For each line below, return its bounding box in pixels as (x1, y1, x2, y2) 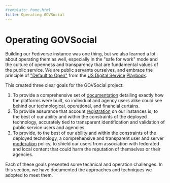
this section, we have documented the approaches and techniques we (5, 167, 152, 173)
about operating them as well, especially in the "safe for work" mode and (5, 56, 158, 63)
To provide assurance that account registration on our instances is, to (12, 108, 158, 114)
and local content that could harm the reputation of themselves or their (12, 146, 161, 152)
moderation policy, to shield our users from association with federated (12, 141, 160, 147)
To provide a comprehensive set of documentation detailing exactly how (12, 92, 164, 98)
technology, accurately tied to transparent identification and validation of (12, 119, 165, 125)
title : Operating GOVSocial (5, 12, 65, 17)
